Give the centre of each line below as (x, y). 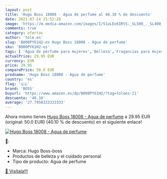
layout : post (19, 10)
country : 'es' (20, 79)
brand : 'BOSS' (20, 89)
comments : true (21, 28)
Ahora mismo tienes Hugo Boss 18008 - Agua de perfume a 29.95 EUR (78, 117)
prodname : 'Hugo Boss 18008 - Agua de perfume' (55, 75)
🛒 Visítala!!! (17, 171)
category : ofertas (24, 33)
